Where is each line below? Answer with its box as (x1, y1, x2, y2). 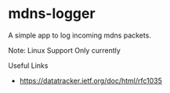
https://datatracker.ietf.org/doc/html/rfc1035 (19, 76, 163, 85)
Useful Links (8, 60, 49, 70)
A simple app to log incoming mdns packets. (8, 30, 151, 40)
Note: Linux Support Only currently (8, 45, 121, 55)
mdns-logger (8, 5, 96, 23)
